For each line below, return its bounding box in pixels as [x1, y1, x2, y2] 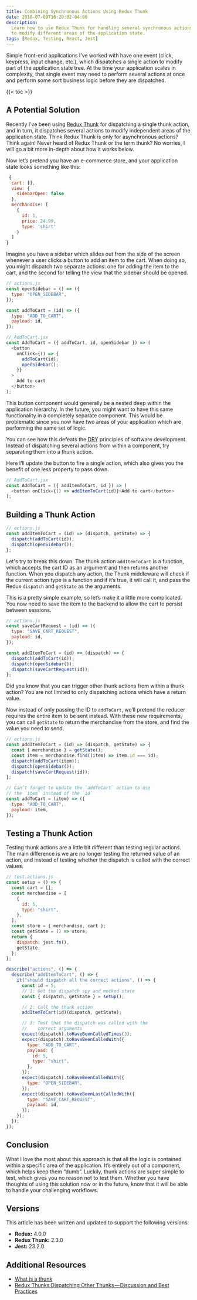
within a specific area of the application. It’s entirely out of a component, [6, 1162, 181, 1169]
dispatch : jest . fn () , [16, 939, 69, 945]
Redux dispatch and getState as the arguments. [6, 583, 122, 590]
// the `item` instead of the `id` [6, 791, 93, 797]
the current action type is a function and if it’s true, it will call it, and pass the [6, 576, 191, 583]
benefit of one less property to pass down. [6, 465, 110, 472]
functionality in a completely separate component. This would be [6, 411, 163, 419]
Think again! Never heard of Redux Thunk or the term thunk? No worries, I [6, 139, 185, 147]
